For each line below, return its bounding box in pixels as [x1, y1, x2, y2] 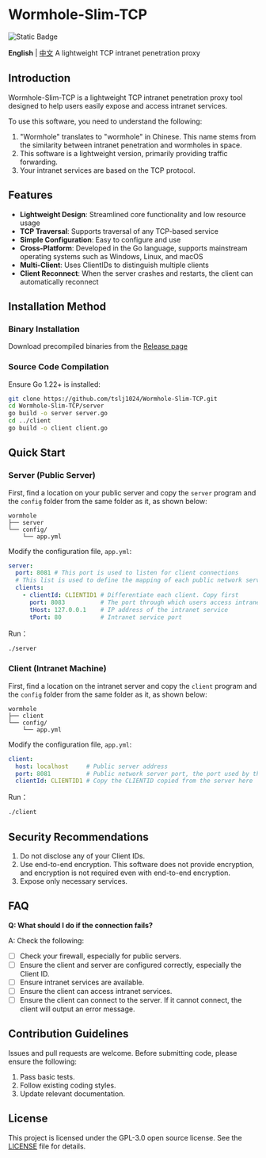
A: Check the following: [8, 935, 85, 945]
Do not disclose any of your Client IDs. [19, 850, 146, 861]
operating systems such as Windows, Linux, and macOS [19, 251, 203, 261]
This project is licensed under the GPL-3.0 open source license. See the [8, 1133, 243, 1142]
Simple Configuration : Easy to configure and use [19, 235, 181, 244]
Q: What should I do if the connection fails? [8, 920, 153, 930]
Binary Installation [8, 323, 81, 334]
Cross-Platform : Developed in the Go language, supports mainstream [19, 243, 248, 253]
